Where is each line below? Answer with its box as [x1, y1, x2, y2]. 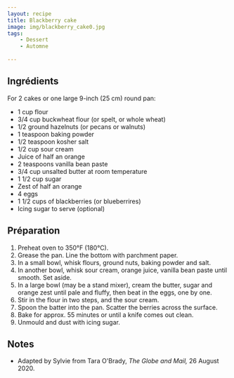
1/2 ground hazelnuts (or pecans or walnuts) [17, 122, 146, 130]
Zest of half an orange [17, 182, 82, 190]
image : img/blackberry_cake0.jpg [7, 23, 105, 30]
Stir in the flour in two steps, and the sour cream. [17, 295, 160, 304]
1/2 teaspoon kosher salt [17, 137, 89, 146]
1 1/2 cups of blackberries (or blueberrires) [17, 197, 142, 205]
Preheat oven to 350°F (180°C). [17, 243, 109, 252]
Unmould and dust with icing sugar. [17, 318, 121, 326]
